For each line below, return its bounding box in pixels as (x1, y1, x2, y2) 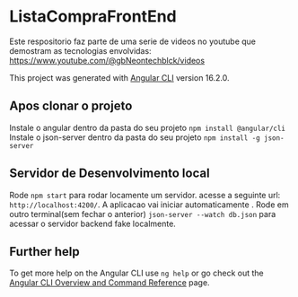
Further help (9, 244, 81, 259)
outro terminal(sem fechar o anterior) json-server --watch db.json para (9, 208, 276, 219)
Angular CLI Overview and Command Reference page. (9, 277, 210, 288)
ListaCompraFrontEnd (9, 6, 177, 27)
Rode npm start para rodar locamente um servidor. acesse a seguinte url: (9, 189, 281, 200)
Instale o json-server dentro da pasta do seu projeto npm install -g (9, 132, 260, 143)
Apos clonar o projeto (9, 99, 133, 114)
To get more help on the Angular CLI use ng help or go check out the (9, 267, 264, 279)
